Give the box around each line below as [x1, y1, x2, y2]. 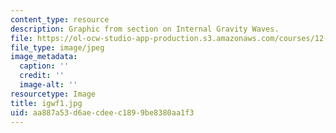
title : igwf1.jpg [10, 98, 83, 108]
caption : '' [19, 61, 70, 71]
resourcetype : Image [10, 89, 97, 99]
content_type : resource [10, 14, 110, 25]
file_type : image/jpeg [10, 42, 105, 53]
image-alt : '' [19, 80, 78, 90]
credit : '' [19, 71, 65, 81]
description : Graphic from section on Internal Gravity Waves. [10, 24, 280, 34]
